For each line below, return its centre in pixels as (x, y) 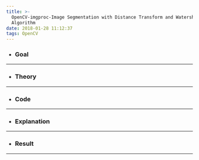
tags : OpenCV (22, 34)
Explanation (32, 121)
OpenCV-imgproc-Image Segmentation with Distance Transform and (92, 17)
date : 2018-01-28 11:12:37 (39, 28)
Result (24, 144)
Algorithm (23, 23)
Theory (25, 76)
